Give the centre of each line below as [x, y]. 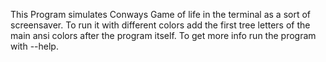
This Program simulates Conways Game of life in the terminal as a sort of [160, 14]
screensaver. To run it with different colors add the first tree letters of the [160, 25]
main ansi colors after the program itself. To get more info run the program [163, 35]
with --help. [34, 46]
